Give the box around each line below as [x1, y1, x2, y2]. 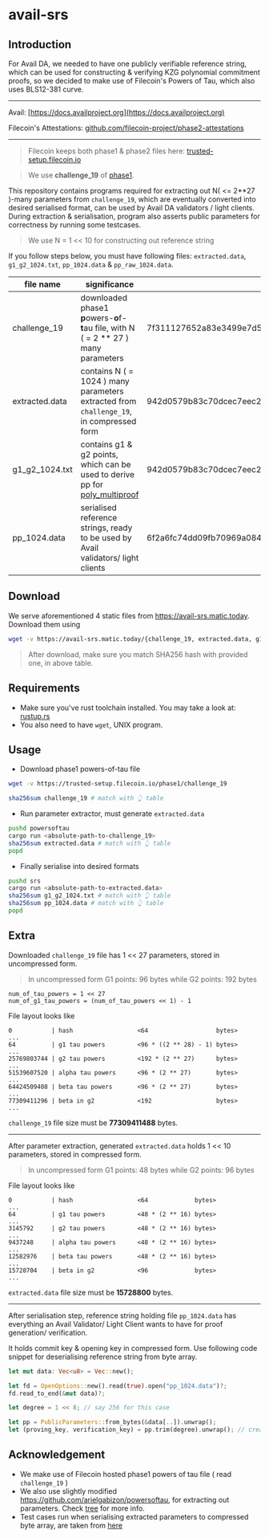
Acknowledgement [8, 1448, 106, 1462]
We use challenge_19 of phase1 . [27, 170, 134, 180]
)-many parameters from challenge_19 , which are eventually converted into [8, 194, 256, 204]
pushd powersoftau [8, 825, 70, 833]
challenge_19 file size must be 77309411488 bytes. [8, 1118, 179, 1128]
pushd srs [8, 877, 42, 885]
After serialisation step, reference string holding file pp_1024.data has [8, 1311, 237, 1320]
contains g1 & [80, 439, 133, 450]
